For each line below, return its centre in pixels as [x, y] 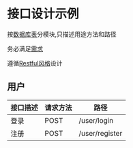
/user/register [101, 133]
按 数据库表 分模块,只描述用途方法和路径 [62, 34]
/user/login [96, 120]
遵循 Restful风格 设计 [35, 63]
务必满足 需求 [25, 48]
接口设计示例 [43, 14]
